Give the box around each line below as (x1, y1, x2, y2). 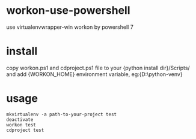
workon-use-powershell (6, 4, 130, 17)
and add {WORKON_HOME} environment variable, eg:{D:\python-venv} (6, 70, 183, 78)
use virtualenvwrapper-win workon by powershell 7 (6, 23, 133, 31)
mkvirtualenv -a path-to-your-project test (6, 111, 117, 117)
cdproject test (6, 127, 44, 133)
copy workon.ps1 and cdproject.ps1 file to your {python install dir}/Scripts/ (6, 64, 191, 71)
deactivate (6, 116, 34, 123)
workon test (6, 122, 36, 128)
